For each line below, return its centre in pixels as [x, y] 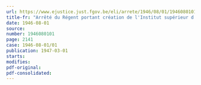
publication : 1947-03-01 [37, 51]
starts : [16, 56]
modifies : [19, 62]
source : [16, 28]
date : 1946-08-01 [28, 23]
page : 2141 [20, 40]
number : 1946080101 [31, 34]
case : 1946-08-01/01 [32, 45]
